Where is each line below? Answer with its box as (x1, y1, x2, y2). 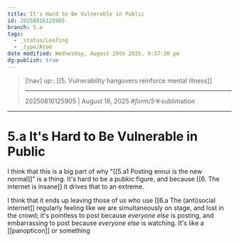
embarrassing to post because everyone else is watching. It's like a (7, 219, 204, 227)
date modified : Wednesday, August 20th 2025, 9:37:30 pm (7, 51, 180, 58)
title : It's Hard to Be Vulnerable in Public (7, 10, 144, 18)
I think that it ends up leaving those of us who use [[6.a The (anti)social (7, 196, 216, 204)
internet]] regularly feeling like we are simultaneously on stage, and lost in (7, 204, 224, 212)
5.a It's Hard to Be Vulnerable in (7, 128, 198, 144)
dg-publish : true (7, 57, 59, 64)
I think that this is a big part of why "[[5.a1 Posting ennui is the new (7, 167, 203, 175)
